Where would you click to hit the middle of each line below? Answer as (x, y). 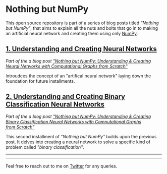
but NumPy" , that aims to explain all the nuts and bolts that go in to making (82, 28)
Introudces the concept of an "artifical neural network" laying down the (78, 76)
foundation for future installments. (40, 81)
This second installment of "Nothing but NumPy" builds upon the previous (81, 136)
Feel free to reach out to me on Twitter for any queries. (61, 166)
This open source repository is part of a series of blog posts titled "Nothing (82, 23)
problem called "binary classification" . (45, 147)
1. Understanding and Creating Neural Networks (81, 49)
